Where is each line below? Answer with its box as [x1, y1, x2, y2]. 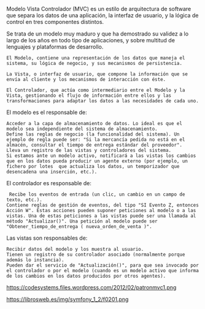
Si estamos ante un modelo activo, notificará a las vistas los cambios [6, 153, 196, 159]
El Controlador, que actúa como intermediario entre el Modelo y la [6, 87, 185, 93]
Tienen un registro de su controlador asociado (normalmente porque [6, 251, 185, 257]
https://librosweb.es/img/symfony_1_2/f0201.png [6, 296, 129, 303]
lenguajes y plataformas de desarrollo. [6, 43, 104, 50]
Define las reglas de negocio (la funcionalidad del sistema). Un [6, 131, 180, 137]
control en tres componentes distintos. [6, 18, 104, 25]
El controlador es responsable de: [6, 180, 92, 186]
